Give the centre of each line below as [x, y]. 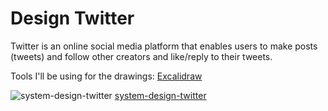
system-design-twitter [160, 95]
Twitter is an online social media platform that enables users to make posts [164, 46]
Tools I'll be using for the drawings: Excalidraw [106, 76]
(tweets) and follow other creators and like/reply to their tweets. [141, 56]
